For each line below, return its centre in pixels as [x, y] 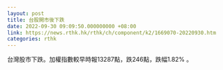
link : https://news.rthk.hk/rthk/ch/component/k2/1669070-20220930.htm [111, 33]
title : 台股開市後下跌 [36, 20]
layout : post [26, 13]
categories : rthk [32, 39]
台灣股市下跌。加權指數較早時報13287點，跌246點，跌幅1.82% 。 [100, 60]
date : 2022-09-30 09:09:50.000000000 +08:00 [72, 26]
